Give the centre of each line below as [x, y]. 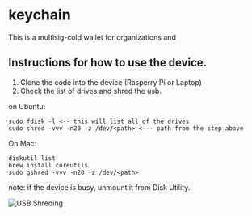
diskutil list [32, 158]
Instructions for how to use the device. [108, 63]
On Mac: [23, 143]
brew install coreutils [48, 165]
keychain [40, 15]
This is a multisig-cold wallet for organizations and [92, 37]
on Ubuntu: [27, 106]
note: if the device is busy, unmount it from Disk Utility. [99, 187]
